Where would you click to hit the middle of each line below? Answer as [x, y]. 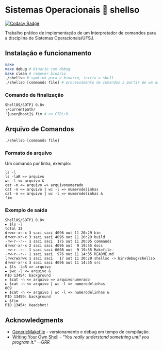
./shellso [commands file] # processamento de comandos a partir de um [79, 83]
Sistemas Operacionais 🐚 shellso [72, 10]
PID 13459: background [28, 297]
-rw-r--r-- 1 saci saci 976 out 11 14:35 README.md [59, 254]
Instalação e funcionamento [48, 53]
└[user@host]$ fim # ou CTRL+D [37, 114]
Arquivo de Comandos [40, 129]
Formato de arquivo [29, 153]
